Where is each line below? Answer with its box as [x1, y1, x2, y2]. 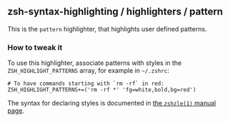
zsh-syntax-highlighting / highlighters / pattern [7, 6, 224, 18]
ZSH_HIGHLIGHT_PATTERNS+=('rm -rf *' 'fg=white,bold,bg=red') [7, 86, 196, 93]
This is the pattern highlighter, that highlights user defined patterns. [7, 24, 207, 33]
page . [7, 106, 25, 115]
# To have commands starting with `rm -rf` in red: [7, 80, 164, 88]
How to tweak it [7, 42, 63, 52]
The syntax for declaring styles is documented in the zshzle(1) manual [7, 99, 216, 108]
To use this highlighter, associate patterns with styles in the [7, 59, 182, 67]
